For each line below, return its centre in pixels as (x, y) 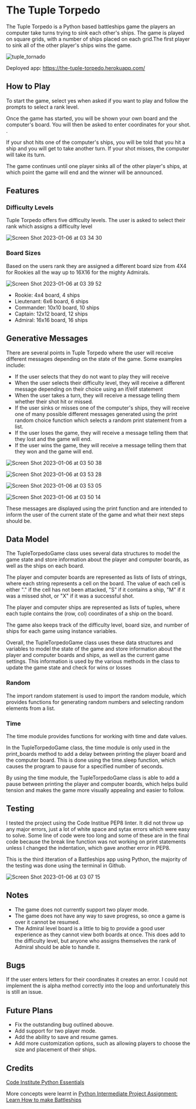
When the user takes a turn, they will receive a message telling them (97, 395)
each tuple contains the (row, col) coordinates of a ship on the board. (89, 614)
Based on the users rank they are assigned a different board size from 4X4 (96, 266)
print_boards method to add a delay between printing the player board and (96, 753)
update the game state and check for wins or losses (69, 668)
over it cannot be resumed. (47, 922)
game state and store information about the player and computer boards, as (98, 559)
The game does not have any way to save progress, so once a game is (100, 916)
